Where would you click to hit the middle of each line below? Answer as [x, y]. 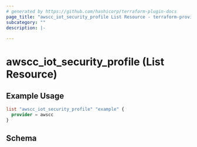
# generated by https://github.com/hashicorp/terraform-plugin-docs [91, 11]
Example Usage [35, 96]
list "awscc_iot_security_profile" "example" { [65, 109]
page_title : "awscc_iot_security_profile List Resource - [78, 17]
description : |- [26, 28]
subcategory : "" [26, 22]
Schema [21, 139]
